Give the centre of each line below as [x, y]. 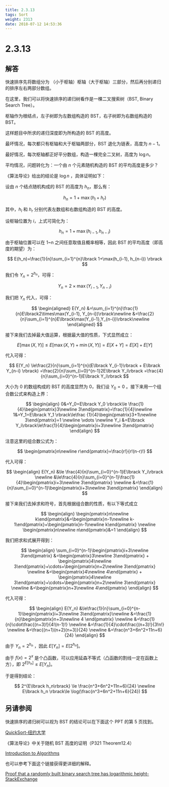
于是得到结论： [21, 676]
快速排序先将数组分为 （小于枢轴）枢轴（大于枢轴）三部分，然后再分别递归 [83, 82]
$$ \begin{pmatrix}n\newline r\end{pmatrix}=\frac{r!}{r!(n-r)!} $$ [85, 451]
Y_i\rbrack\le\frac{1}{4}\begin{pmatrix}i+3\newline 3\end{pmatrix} [85, 426]
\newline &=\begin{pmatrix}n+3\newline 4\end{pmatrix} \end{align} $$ [85, 588]
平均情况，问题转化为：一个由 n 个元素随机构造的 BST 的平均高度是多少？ [82, 165]
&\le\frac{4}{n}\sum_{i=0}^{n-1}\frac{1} [94, 477]
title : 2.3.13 [20, 10]
